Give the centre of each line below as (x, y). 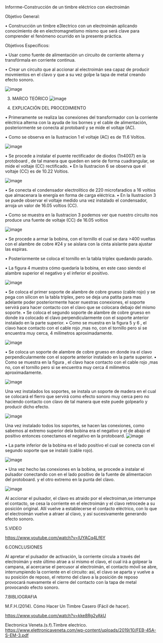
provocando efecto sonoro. (32, 587)
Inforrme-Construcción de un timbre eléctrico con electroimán (67, 7)
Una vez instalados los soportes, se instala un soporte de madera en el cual (81, 391)
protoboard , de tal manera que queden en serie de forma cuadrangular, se (80, 161)
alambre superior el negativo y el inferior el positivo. (57, 273)
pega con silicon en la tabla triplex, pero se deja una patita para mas (73, 297)
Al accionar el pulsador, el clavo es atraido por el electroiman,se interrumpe (81, 498)
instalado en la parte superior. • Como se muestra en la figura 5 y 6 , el (76, 323)
